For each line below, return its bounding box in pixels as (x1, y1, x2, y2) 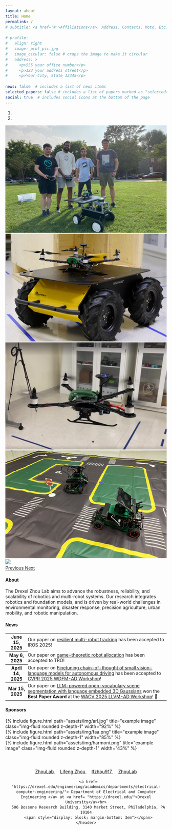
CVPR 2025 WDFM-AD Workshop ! (27, 675, 101, 682)
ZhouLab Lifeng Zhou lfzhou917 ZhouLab (35, 768, 137, 775)
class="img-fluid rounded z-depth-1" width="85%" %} (5, 734, 121, 741)
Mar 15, (8, 685, 26, 692)
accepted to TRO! (27, 657, 65, 663)
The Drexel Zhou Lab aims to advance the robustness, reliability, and (5, 588, 150, 595)
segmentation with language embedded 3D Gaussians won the (27, 688, 160, 694)
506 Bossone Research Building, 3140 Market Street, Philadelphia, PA (11, 805, 165, 810)
